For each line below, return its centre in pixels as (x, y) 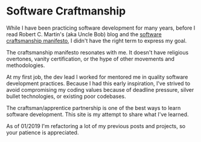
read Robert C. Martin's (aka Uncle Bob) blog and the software (84, 34)
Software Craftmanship (66, 11)
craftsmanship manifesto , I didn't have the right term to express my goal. (97, 40)
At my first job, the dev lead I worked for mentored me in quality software (97, 77)
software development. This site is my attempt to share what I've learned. (97, 114)
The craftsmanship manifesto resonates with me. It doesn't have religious (97, 52)
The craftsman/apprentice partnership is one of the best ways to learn (94, 108)
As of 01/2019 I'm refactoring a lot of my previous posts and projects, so (96, 126)
